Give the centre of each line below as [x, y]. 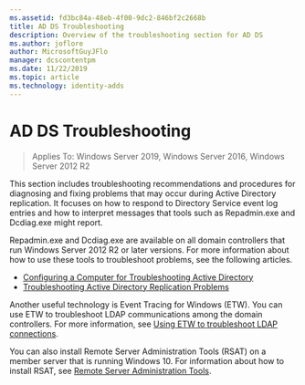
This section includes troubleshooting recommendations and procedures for [152, 183]
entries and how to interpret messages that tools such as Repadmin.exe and [152, 213]
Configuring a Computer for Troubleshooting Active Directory [138, 277]
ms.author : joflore [47, 43]
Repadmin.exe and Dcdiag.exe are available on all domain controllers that [147, 240]
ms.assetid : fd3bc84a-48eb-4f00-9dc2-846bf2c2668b [108, 18]
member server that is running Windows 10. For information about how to [147, 360]
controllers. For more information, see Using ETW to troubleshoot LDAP [144, 324]
